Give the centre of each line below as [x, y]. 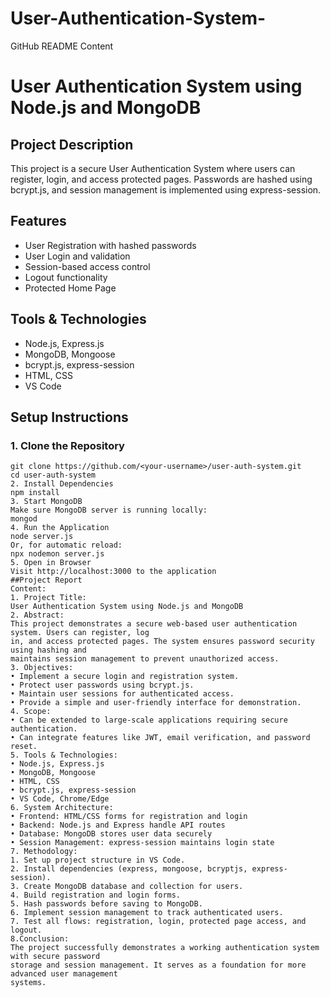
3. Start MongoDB [46, 502]
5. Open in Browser [51, 563]
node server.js [42, 537]
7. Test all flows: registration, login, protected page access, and [158, 922]
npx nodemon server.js [57, 554]
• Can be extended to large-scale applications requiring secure [149, 720]
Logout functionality [66, 277]
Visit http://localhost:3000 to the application [113, 572]
